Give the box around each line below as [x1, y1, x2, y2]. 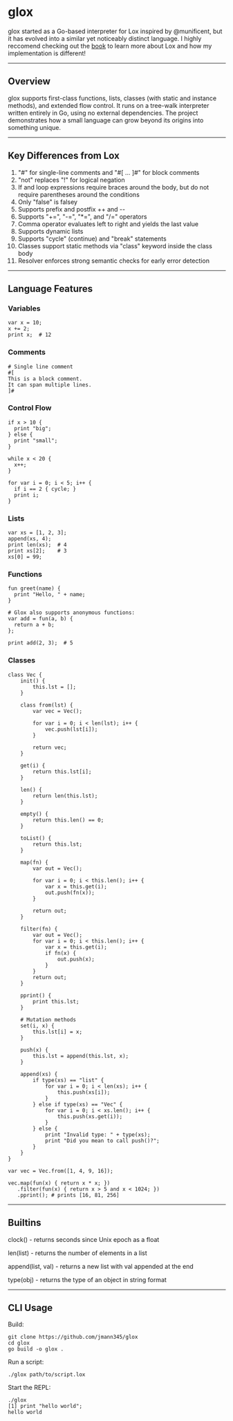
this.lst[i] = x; [32, 1028, 82, 1035]
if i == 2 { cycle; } [14, 485, 77, 492]
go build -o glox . [8, 1346, 64, 1353]
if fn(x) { [44, 949, 77, 956]
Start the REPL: [8, 1384, 51, 1392]
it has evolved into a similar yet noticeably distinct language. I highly [8, 34, 202, 42]
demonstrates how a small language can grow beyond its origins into [8, 115, 204, 124]
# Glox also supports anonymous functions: [8, 609, 136, 616]
